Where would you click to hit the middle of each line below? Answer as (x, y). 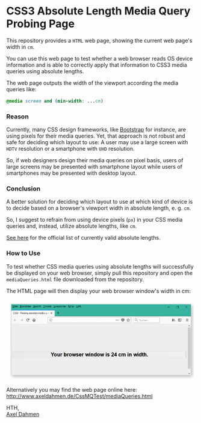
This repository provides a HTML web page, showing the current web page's (99, 40)
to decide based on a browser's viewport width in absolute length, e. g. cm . (99, 208)
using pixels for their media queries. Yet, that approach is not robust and (96, 136)
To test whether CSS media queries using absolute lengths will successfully (100, 266)
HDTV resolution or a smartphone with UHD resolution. (70, 149)
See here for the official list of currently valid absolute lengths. (83, 238)
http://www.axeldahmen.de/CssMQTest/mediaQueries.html (79, 396)
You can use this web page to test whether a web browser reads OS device (100, 58)
